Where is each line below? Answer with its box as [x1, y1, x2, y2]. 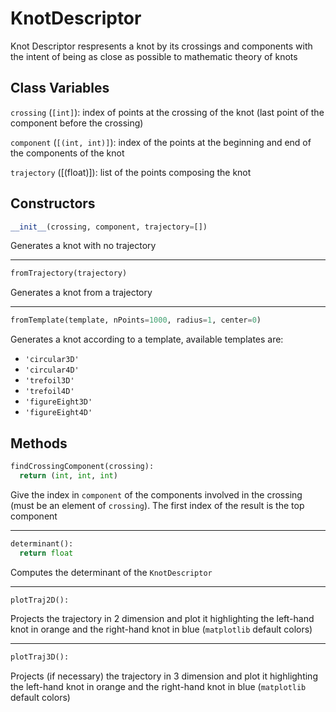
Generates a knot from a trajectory [10, 287, 153, 299]
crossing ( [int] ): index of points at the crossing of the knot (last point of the [10, 106, 325, 118]
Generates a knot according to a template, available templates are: [10, 333, 284, 346]
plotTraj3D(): [10, 652, 70, 662]
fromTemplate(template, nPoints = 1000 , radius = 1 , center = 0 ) [10, 315, 262, 326]
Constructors [10, 195, 96, 212]
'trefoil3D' [24, 376, 75, 386]
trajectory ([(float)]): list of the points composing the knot [10, 166, 252, 178]
